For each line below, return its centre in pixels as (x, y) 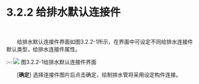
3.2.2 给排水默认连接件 (64, 12)
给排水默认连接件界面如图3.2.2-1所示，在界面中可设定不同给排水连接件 (105, 41)
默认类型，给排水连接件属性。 (43, 49)
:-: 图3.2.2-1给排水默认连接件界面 (51, 62)
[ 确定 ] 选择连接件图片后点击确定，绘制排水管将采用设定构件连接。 (99, 74)
